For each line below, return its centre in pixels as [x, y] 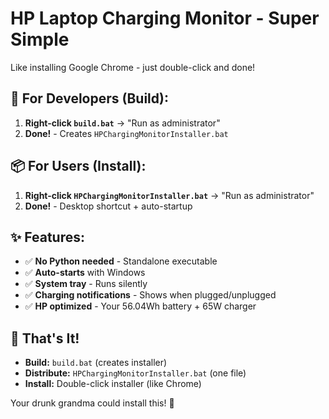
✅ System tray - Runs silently [86, 284]
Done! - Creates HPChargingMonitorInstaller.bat [126, 133]
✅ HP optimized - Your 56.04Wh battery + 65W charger [140, 306]
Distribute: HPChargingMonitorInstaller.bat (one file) [135, 373]
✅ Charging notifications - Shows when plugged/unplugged [150, 295]
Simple [40, 39]
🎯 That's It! [45, 338]
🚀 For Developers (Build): [89, 98]
